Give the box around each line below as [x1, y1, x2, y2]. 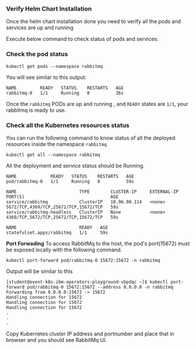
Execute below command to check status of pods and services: [6, 36, 159, 43]
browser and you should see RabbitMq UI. [6, 336, 107, 343]
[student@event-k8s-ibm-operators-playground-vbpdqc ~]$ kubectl [6, 279, 168, 285]
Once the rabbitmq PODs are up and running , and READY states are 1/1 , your [6, 100, 188, 107]
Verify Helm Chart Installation [6, 5, 92, 13]
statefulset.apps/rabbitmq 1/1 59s [6, 230, 108, 236]
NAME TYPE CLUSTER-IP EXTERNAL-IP [6, 189, 179, 195]
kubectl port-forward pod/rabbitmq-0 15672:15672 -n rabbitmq [6, 257, 160, 263]
